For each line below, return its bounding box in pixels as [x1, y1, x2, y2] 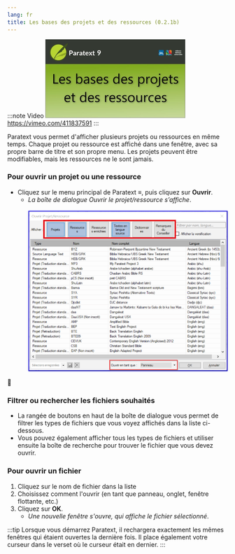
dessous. [17, 427, 44, 435]
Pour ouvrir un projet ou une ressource [7, 172, 142, 182]
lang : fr [7, 11, 33, 18]
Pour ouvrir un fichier [7, 466, 82, 476]
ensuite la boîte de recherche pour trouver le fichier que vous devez [17, 441, 213, 450]
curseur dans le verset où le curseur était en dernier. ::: [7, 540, 166, 548]
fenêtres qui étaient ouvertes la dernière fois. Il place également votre [7, 532, 208, 541]
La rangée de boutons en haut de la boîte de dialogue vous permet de [17, 411, 219, 420]
